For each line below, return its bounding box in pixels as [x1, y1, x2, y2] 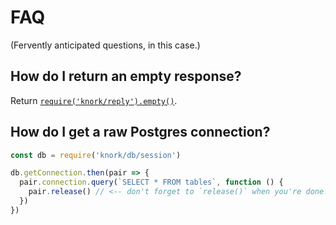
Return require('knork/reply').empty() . [10, 94, 178, 106]
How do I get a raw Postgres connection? [10, 124, 271, 141]
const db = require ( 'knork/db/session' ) [10, 150, 182, 160]
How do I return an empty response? [10, 68, 242, 85]
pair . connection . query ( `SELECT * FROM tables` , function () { [19, 177, 284, 188]
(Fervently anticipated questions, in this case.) [10, 39, 201, 51]
